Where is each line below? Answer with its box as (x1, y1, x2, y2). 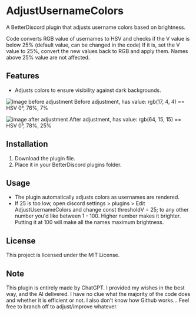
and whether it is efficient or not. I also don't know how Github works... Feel (6, 297, 190, 304)
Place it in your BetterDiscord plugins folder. (14, 161, 122, 168)
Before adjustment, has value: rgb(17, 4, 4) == (74, 98, 185, 105)
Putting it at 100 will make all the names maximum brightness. (14, 219, 164, 226)
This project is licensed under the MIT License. (6, 252, 120, 259)
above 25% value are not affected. (6, 54, 90, 61)
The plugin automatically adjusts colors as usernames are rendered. (14, 193, 180, 201)
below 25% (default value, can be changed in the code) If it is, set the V (6, 41, 180, 48)
